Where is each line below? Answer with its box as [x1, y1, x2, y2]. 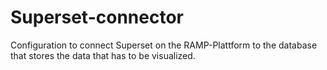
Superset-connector [10, 6, 184, 29]
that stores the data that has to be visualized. [10, 49, 196, 61]
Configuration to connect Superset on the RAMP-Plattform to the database [10, 39, 318, 51]
